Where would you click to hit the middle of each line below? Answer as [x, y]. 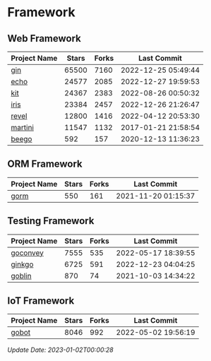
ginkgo [22, 264]
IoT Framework [41, 301]
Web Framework [44, 39]
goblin [21, 276]
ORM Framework [45, 164]
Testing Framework [51, 221]
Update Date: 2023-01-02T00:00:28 [61, 350]
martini [22, 128]
